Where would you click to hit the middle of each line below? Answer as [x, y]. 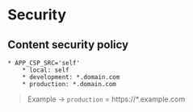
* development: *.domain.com [71, 77]
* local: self [46, 70]
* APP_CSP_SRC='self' [44, 63]
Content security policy [68, 45]
